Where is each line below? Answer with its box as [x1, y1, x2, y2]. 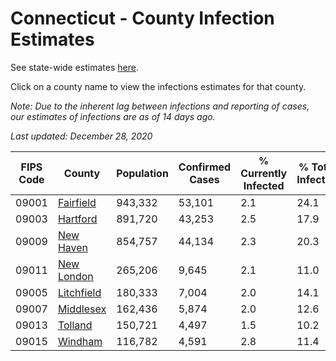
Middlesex [57, 302, 107, 316]
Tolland [57, 318, 93, 332]
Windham [57, 334, 103, 348]
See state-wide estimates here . [10, 61, 139, 73]
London [57, 269, 94, 283]
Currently [240, 166, 288, 180]
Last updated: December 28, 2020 [10, 130, 153, 142]
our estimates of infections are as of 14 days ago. [10, 110, 216, 122]
